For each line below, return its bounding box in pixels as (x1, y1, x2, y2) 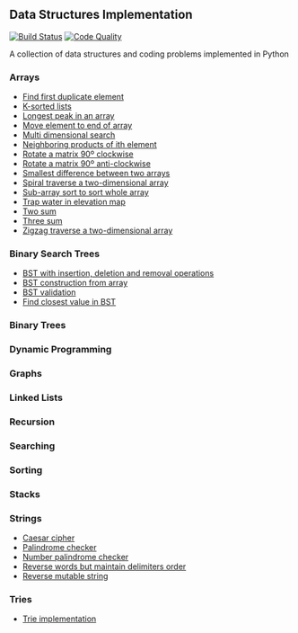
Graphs (9, 368, 42, 380)
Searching (9, 440, 56, 452)
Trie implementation (22, 613, 97, 624)
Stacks (9, 487, 40, 500)
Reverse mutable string (22, 571, 109, 582)
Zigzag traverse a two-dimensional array (22, 225, 173, 236)
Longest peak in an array (22, 111, 115, 121)
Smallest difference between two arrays (22, 168, 171, 179)
